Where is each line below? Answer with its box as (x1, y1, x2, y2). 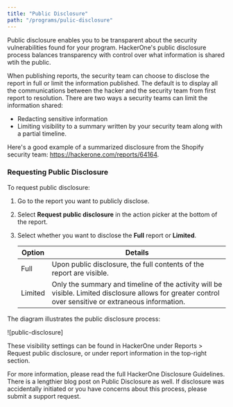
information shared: (7, 101, 64, 109)
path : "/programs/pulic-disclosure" (7, 17, 113, 24)
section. (7, 356, 31, 365)
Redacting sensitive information (17, 114, 108, 122)
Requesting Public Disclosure (7, 168, 109, 177)
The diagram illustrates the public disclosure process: (7, 314, 161, 323)
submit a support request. (7, 392, 81, 400)
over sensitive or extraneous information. (51, 296, 186, 306)
